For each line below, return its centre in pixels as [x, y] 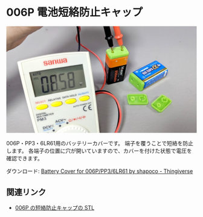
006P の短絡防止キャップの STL [55, 208]
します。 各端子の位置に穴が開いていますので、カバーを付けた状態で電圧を [99, 151]
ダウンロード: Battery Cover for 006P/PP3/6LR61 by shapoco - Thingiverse [100, 171]
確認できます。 [25, 159]
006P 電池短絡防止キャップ [75, 12]
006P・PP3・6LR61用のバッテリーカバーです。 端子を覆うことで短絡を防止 [100, 143]
